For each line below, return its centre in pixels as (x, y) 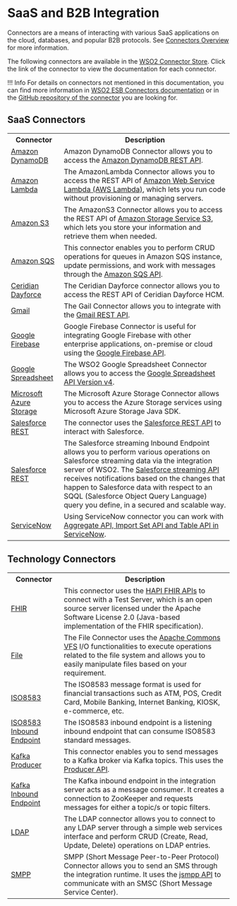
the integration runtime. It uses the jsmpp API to (142, 874)
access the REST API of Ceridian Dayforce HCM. (144, 294)
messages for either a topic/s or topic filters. (136, 807)
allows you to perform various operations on (137, 452)
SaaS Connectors (47, 120)
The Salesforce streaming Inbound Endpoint (137, 443)
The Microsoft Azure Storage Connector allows (142, 393)
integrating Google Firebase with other (128, 335)
